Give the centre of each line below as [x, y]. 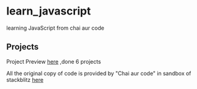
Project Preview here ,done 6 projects [54, 61]
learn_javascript [49, 11]
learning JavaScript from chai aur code [56, 28]
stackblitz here [25, 79]
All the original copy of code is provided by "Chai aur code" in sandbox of [99, 73]
